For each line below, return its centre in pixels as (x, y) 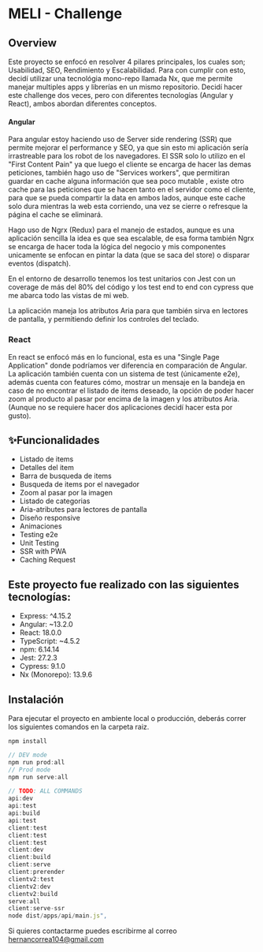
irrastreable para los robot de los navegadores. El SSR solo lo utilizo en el (127, 156)
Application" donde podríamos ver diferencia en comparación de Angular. (128, 365)
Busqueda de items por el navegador (80, 484)
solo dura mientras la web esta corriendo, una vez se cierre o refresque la (128, 207)
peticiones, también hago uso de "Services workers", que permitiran (119, 173)
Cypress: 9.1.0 (42, 666)
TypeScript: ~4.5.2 (50, 641)
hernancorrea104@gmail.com (56, 939)
